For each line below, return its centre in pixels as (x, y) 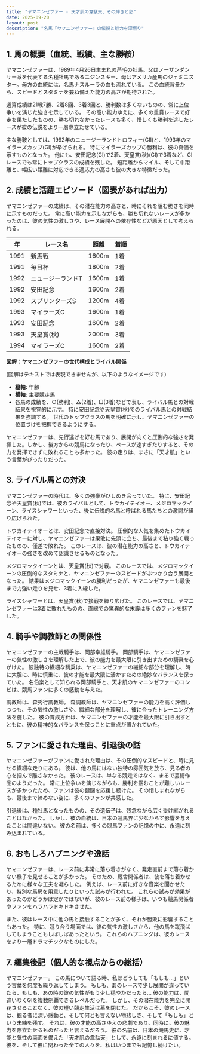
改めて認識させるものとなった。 (82, 553)
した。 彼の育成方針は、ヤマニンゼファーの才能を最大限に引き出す (104, 717)
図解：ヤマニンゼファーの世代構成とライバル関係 (66, 361)
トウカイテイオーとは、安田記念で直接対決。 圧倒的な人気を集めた (88, 531)
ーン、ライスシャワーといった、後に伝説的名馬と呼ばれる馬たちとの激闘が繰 (100, 510)
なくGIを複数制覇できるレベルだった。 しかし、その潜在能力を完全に (101, 1000)
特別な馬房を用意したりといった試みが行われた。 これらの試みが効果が (103, 891)
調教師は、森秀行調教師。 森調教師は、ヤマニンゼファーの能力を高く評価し (99, 702)
